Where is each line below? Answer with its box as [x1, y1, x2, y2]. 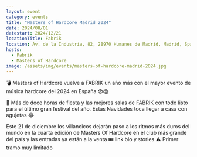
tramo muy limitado [6, 144, 53, 151]
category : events [6, 14, 49, 20]
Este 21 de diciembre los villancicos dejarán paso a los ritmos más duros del [6, 123, 190, 130]
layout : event [6, 8, 41, 15]
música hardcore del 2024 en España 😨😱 [6, 88, 109, 95]
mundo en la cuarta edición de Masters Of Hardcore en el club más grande [6, 129, 187, 136]
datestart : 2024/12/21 [6, 30, 62, 36]
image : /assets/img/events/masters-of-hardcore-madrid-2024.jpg [6, 63, 167, 69]
